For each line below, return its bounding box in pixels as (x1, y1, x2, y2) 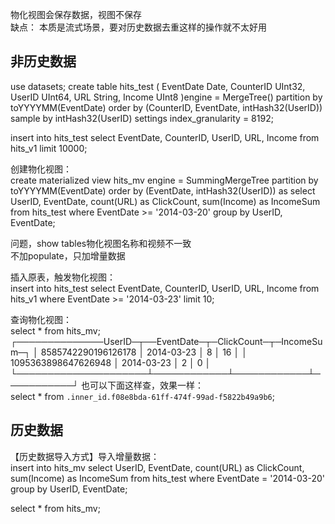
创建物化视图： (10, 163, 72, 175)
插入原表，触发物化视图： (10, 271, 116, 283)
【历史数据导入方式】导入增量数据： (10, 450, 160, 462)
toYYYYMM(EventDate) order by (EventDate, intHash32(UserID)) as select (10, 184, 316, 197)
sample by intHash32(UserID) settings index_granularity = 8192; (10, 112, 274, 124)
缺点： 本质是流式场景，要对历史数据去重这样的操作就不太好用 (10, 21, 267, 33)
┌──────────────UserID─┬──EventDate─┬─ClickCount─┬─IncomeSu (10, 335, 323, 347)
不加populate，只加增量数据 (10, 249, 126, 262)
